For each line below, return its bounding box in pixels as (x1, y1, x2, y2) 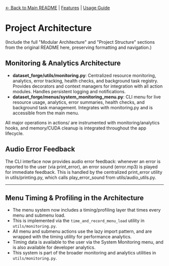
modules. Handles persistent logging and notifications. (12, 88, 126, 94)
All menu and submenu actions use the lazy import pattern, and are (12, 228, 152, 234)
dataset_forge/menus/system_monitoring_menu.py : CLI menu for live (12, 94, 161, 100)
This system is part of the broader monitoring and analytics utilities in (12, 250, 156, 256)
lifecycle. (5, 130, 24, 136)
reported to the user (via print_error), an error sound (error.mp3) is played (5, 164, 158, 170)
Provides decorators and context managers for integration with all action (12, 83, 163, 89)
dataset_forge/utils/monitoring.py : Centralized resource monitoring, (12, 72, 156, 78)
